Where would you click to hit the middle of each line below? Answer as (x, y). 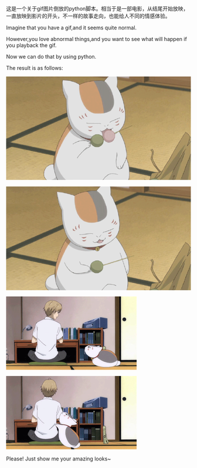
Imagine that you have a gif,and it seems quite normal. (71, 28)
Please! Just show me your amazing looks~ (59, 459)
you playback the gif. (31, 45)
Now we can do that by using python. (51, 57)
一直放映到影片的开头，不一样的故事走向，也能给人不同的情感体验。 (88, 16)
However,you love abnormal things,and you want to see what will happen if (97, 39)
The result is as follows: (35, 68)
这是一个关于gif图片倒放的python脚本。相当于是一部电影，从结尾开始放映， (97, 9)
